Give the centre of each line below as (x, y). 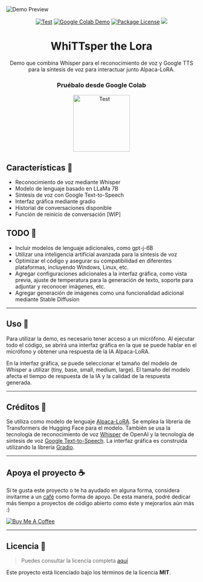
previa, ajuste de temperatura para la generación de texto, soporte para (104, 280)
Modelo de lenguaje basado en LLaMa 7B (67, 189)
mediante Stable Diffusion (47, 299)
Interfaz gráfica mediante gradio (55, 201)
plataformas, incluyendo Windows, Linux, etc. (72, 267)
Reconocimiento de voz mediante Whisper (68, 182)
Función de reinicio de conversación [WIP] (68, 214)
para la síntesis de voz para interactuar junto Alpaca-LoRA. (101, 69)
